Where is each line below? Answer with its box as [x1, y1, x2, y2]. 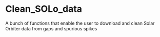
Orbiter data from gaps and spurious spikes [5, 25, 97, 31]
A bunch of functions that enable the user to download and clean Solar [5, 20, 155, 26]
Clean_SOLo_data [5, 3, 83, 15]
